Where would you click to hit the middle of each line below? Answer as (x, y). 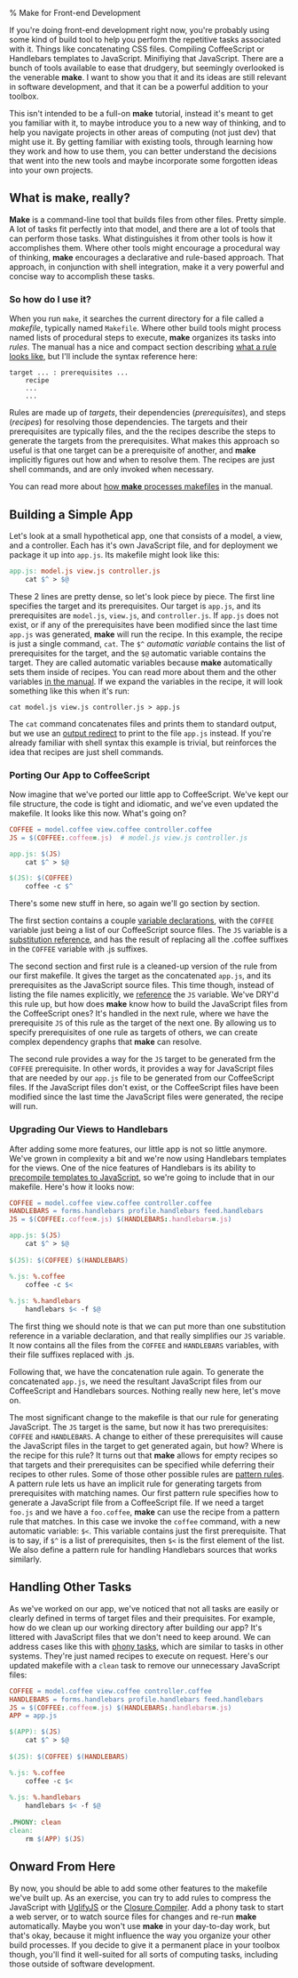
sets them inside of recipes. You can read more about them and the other (143, 671)
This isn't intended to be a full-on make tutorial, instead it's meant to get (141, 113)
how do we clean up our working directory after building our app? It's (136, 1628)
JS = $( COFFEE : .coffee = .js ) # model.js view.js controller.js (129, 838)
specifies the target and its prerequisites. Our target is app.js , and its (135, 606)
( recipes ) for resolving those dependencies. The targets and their (129, 422)
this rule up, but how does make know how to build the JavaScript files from (149, 1004)
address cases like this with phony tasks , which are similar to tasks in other (146, 1646)
